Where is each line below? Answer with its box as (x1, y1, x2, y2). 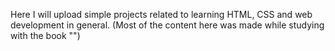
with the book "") (10, 30, 81, 41)
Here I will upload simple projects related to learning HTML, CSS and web (10, 9, 313, 20)
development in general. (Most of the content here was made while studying (10, 19, 325, 31)
